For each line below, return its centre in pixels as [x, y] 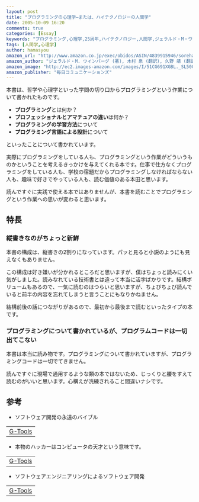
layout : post [22, 12]
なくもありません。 [34, 259]
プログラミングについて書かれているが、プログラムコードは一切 [97, 331]
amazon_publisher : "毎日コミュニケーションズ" [59, 72]
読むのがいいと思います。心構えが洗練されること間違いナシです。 [86, 381]
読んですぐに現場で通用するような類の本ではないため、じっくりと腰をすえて [99, 374]
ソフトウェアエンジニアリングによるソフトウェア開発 [80, 477]
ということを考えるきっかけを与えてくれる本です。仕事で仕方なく [96, 165]
